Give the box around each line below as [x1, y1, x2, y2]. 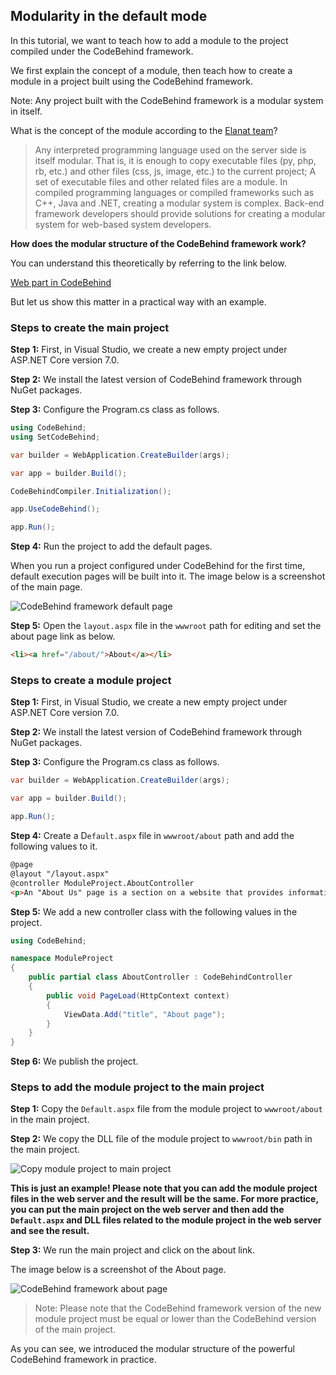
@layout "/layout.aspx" [10, 869, 110, 879]
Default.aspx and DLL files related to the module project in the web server [10, 1214, 322, 1226]
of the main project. [34, 1324, 117, 1336]
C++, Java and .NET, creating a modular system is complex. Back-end [34, 197, 325, 209]
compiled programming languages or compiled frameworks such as [34, 186, 315, 198]
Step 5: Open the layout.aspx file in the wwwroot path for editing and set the [10, 620, 322, 632]
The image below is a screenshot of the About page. [10, 1264, 227, 1276]
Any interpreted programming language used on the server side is [34, 144, 307, 156]
